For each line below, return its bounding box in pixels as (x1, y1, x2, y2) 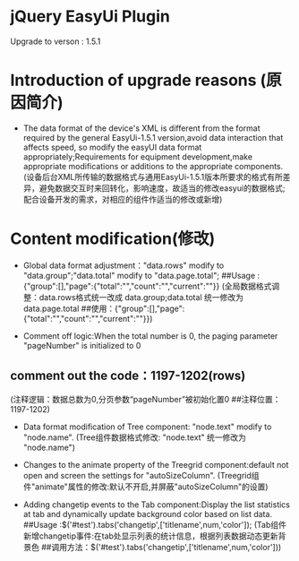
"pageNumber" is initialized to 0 (22, 340, 141, 350)
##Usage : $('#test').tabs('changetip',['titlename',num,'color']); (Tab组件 (22, 519, 287, 530)
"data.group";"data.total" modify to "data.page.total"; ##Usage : (22, 270, 261, 280)
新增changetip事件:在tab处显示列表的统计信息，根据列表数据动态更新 (22, 531, 278, 541)
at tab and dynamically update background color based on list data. (22, 508, 272, 519)
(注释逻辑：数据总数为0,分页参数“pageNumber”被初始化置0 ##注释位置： (10, 393, 281, 404)
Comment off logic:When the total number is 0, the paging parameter (22, 330, 278, 341)
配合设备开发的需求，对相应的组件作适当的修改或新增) (22, 194, 223, 204)
